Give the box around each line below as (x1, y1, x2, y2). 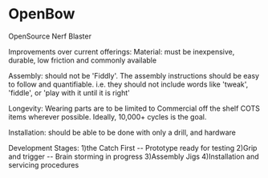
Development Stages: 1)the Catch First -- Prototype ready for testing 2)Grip (8, 143, 258, 152)
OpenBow (8, 5, 75, 23)
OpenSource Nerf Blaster (8, 31, 92, 41)
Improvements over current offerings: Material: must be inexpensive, (8, 47, 235, 56)
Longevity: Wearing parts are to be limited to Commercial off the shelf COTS (8, 103, 261, 113)
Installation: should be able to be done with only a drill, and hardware (8, 127, 237, 137)
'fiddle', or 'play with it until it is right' (8, 87, 130, 97)
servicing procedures (8, 160, 79, 169)
